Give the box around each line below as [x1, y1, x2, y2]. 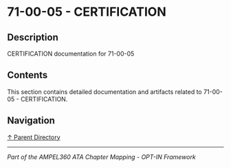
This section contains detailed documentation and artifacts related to [7, 87, 203, 96]
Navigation [7, 115, 55, 127]
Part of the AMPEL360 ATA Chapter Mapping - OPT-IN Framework [7, 152, 196, 161]
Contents [7, 69, 48, 81]
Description [7, 32, 58, 43]
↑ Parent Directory [7, 133, 60, 141]
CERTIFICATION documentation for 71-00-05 [7, 49, 135, 58]
